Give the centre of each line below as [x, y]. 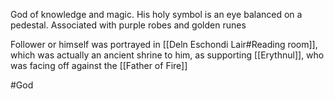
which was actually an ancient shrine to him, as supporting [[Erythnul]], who [167, 55]
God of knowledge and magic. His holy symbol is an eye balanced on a [156, 14]
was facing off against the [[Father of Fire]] [99, 65]
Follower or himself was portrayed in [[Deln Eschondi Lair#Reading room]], [164, 44]
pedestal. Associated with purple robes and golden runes [128, 25]
